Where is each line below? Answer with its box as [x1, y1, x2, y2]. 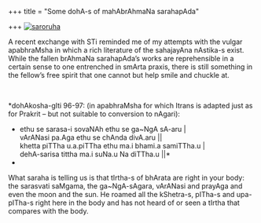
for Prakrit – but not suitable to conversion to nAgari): [8, 109, 181, 119]
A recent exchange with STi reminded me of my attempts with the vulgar [8, 37, 243, 46]
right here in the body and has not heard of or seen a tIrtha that [35, 198, 240, 207]
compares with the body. [8, 207, 89, 215]
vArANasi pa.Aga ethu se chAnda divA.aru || [19, 133, 163, 142]
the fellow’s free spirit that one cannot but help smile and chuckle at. [8, 71, 230, 79]
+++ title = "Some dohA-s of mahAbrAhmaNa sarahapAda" [8, 7, 199, 16]
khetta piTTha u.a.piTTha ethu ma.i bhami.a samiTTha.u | [19, 141, 206, 150]
